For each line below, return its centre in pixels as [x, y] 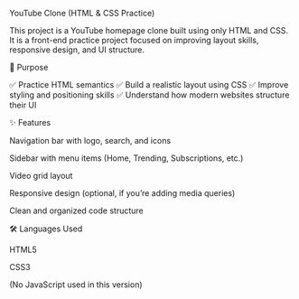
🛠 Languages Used [46, 229]
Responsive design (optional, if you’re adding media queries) [122, 193]
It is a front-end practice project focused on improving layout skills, [134, 40]
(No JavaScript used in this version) [76, 285]
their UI [23, 105]
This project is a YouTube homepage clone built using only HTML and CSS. [149, 30]
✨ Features [30, 122]
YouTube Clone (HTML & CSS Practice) [82, 13]
